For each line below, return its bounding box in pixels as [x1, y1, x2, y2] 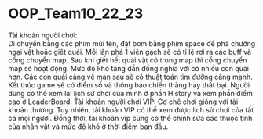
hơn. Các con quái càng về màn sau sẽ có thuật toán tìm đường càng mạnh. [8, 72, 253, 81]
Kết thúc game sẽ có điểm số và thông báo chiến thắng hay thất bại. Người [8, 80, 250, 90]
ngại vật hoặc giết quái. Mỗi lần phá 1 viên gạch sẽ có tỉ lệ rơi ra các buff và [8, 47, 252, 56]
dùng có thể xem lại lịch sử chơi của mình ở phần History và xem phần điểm [8, 88, 253, 98]
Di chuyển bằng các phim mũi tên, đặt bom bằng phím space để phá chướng [8, 38, 256, 48]
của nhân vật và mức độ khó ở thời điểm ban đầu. [8, 122, 169, 131]
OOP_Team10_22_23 [8, 5, 144, 23]
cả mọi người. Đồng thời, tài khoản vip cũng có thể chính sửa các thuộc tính [8, 113, 253, 123]
